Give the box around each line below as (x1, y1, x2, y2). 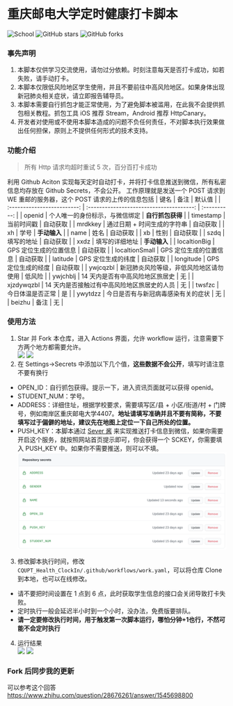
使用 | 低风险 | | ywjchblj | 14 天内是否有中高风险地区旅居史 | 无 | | (7, 272, 194, 280)
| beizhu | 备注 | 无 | (7, 298, 64, 306)
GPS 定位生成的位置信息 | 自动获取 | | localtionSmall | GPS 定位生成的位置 (7, 246, 218, 254)
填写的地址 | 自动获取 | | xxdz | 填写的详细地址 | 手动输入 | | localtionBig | (7, 237, 215, 246)
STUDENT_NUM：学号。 (17, 392, 88, 400)
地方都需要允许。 (35, 342, 85, 351)
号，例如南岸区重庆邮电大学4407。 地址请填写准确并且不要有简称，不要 (17, 409, 222, 417)
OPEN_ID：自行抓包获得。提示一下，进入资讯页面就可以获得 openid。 (17, 383, 218, 392)
